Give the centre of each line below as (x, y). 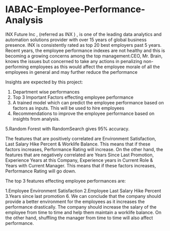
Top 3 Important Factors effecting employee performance (73, 97)
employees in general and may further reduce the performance (72, 72)
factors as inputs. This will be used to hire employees (68, 108)
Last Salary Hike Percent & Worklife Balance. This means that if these (78, 144)
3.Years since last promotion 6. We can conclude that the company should (83, 196)
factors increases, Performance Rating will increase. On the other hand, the (84, 149)
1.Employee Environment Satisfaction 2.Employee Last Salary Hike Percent (83, 191)
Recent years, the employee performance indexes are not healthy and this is (85, 50)
